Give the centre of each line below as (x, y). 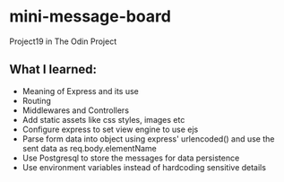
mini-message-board (90, 17)
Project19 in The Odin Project (63, 41)
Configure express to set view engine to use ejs (110, 129)
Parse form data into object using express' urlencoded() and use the (148, 139)
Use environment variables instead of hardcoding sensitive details (144, 167)
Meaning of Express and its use (80, 91)
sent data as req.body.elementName (89, 148)
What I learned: (53, 69)
